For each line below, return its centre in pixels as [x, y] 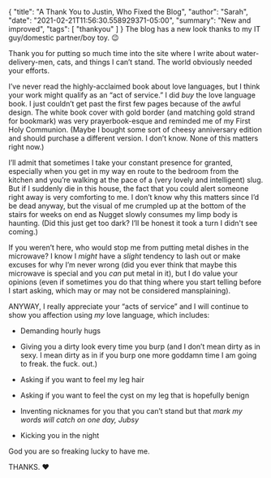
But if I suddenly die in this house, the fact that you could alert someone [129, 189]
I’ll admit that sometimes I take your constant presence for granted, [120, 163]
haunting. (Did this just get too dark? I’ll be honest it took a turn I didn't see [133, 223]
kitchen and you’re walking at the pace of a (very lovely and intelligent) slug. [136, 180]
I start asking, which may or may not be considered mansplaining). [120, 291]
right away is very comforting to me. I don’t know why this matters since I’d [134, 197]
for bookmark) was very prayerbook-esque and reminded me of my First [130, 121]
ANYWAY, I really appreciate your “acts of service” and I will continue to [129, 306]
